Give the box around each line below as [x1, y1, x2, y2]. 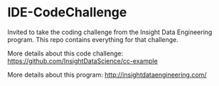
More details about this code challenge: [7, 49, 123, 58]
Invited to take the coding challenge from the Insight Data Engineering [7, 28, 213, 36]
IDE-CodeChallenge [7, 4, 127, 21]
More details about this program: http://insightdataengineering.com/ [7, 70, 207, 79]
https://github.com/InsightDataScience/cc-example [7, 56, 158, 65]
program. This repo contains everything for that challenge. [7, 35, 179, 43]
